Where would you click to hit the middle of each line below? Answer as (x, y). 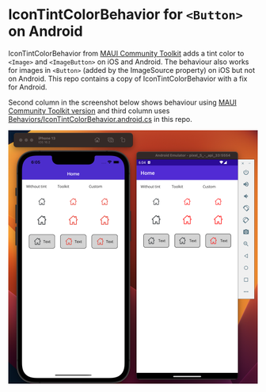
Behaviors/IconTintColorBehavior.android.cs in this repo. (100, 119)
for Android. (28, 87)
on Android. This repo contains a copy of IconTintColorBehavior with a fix (128, 78)
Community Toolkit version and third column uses (89, 110)
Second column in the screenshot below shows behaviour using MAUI (123, 102)
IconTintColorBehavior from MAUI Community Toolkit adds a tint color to (126, 53)
